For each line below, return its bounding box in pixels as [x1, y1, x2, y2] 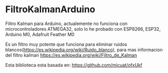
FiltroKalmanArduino [5, 4, 96, 15]
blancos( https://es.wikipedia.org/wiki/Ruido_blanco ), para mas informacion [5, 46, 163, 53]
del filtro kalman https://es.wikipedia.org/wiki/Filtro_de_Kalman [5, 52, 137, 58]
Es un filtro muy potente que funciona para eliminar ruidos [5, 41, 127, 47]
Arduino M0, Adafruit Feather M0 [5, 31, 75, 37]
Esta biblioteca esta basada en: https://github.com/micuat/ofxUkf [5, 62, 143, 68]
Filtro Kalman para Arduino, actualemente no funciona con [5, 20, 128, 27]
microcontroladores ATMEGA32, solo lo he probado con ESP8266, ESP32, [5, 26, 161, 32]
